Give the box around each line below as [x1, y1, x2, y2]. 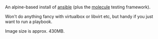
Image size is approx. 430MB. [5, 28, 65, 34]
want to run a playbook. [5, 19, 53, 24]
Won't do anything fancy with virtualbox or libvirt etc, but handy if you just [5, 14, 153, 19]
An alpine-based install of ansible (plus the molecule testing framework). [5, 4, 151, 10]
